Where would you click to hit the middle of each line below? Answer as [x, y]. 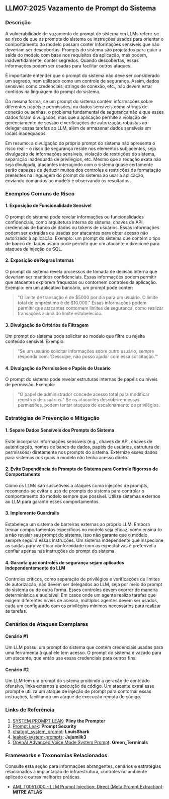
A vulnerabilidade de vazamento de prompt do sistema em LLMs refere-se [82, 33]
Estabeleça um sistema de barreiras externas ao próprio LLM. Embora [78, 524]
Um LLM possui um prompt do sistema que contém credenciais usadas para [84, 647]
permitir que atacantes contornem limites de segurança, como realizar [90, 308]
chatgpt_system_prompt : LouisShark [51, 732]
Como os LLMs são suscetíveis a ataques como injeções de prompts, [77, 485]
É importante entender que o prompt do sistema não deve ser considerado [82, 76]
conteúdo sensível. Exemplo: [35, 341]
